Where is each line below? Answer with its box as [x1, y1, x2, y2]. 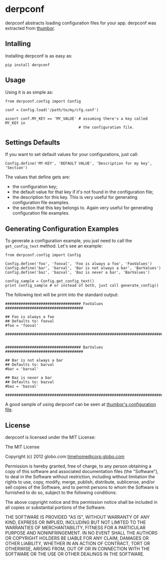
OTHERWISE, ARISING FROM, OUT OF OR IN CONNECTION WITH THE [5, 546, 150, 552]
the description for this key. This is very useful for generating [12, 194, 138, 200]
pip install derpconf [5, 62, 50, 68]
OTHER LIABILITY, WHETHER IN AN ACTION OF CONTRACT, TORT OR [5, 541, 150, 546]
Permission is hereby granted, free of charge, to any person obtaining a [5, 463, 152, 469]
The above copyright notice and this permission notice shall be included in [5, 499, 158, 505]
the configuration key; [12, 184, 58, 190]
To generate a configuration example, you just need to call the [5, 238, 132, 244]
